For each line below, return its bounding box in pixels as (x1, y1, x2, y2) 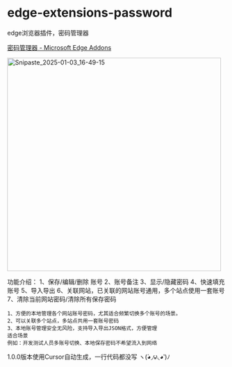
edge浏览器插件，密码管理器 (7, 28, 89, 37)
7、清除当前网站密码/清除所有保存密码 (7, 295, 117, 303)
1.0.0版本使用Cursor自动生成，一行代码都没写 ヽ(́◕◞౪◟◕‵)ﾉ (7, 352, 170, 361)
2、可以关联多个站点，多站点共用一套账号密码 (7, 317, 119, 324)
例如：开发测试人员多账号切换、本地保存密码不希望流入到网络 (7, 339, 158, 346)
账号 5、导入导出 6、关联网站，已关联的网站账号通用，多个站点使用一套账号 (7, 286, 225, 294)
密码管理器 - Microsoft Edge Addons (7, 43, 112, 51)
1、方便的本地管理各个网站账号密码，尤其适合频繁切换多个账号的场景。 (7, 310, 181, 317)
